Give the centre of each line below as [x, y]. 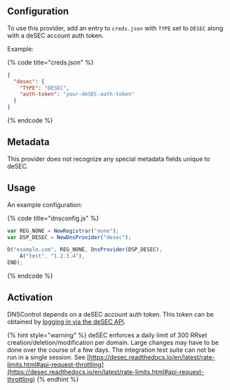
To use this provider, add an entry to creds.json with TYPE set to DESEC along [115, 28]
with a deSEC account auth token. [55, 35]
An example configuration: [45, 204]
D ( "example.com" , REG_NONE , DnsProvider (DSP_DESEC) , [85, 250]
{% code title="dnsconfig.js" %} [53, 218]
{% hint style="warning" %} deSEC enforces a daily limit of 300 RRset [107, 335]
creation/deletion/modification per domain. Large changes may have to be [113, 342]
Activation [30, 298]
